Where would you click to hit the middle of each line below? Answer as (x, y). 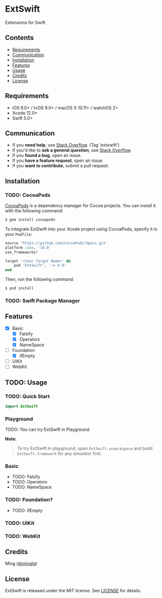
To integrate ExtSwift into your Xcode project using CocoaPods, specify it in (81, 229)
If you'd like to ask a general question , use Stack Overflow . (72, 150)
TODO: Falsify (26, 477)
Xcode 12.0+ (25, 113)
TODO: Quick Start (28, 396)
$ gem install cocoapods (30, 220)
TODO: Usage (26, 382)
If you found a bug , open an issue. (47, 155)
